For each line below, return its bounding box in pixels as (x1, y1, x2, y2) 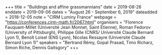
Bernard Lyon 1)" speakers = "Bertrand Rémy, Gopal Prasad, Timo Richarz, (5, 40, 154, 45)
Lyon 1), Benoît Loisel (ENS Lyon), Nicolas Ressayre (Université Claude (5, 34, 146, 40)
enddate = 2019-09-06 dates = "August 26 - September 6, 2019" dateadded (5, 9, 158, 15)
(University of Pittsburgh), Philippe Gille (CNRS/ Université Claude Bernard (5, 30, 154, 35)
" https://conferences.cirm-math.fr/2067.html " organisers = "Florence (5, 19, 143, 25)
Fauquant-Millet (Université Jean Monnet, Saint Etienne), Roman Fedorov (5, 24, 151, 30)
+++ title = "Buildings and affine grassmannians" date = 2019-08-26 (5, 4, 142, 10)
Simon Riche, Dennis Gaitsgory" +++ (5, 45, 79, 50)
